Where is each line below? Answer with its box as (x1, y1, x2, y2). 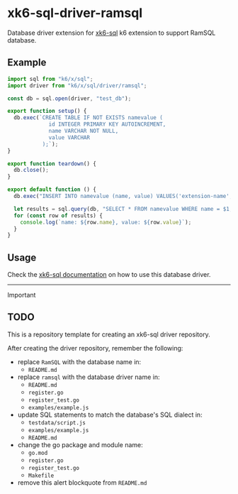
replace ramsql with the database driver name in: (17, 373, 160, 381)
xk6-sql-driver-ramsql (7, 5, 143, 21)
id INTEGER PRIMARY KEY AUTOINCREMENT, (48, 121, 166, 128)
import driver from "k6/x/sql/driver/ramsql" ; (7, 82, 147, 89)
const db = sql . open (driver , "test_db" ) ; (7, 94, 132, 102)
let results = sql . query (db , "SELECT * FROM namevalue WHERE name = (13, 205, 220, 212)
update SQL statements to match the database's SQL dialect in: (17, 410, 203, 419)
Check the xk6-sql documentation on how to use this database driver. (7, 270, 211, 279)
